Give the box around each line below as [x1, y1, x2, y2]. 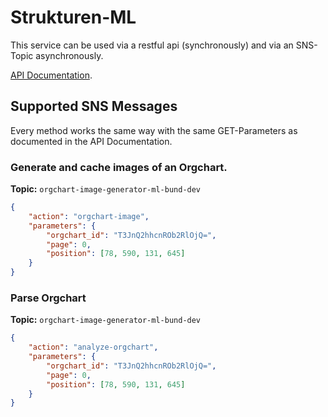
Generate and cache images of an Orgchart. [10, 160, 228, 174]
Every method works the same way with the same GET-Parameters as [10, 124, 298, 136]
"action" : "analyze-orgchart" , [28, 342, 159, 353]
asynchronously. [35, 49, 104, 61]
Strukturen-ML [10, 6, 137, 29]
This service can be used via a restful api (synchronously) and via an [10, 39, 294, 51]
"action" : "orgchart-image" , [28, 211, 150, 221]
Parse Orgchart [10, 291, 87, 305]
